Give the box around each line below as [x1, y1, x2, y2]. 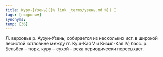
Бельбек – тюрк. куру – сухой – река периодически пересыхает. [5, 46, 144, 52]
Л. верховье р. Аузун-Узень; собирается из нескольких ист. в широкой [5, 35, 158, 41]
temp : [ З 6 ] [5, 21, 28, 27]
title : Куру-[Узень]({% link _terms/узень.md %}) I [5, 7, 116, 13]
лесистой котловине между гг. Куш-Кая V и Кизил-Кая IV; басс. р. [5, 41, 148, 47]
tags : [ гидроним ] [5, 12, 42, 17]
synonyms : [5, 17, 26, 22]
